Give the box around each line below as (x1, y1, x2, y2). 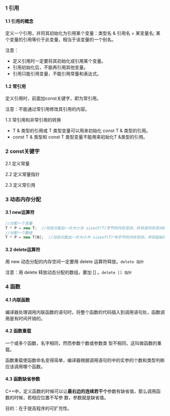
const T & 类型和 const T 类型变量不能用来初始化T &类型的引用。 (12, 134, 148, 140)
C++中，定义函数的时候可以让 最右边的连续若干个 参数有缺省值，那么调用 (5, 388, 156, 394)
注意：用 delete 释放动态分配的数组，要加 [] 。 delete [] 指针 (5, 269, 133, 275)
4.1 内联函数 (5, 297, 30, 303)
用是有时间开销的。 (5, 315, 46, 321)
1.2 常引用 (5, 83, 26, 89)
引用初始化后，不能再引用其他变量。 (12, 64, 89, 70)
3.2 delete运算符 (5, 246, 40, 253)
